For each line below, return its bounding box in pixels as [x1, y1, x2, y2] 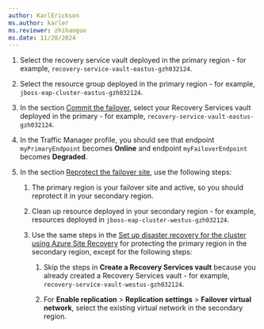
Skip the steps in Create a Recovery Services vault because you [43, 262, 256, 272]
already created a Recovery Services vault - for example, [43, 271, 230, 281]
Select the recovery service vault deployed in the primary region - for [19, 55, 247, 65]
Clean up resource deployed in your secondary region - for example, [31, 207, 256, 216]
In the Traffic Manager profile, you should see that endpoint [19, 136, 215, 145]
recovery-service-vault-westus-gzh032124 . [43, 279, 185, 289]
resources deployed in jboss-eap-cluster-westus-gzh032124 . [31, 215, 230, 224]
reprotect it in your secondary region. [31, 191, 154, 201]
